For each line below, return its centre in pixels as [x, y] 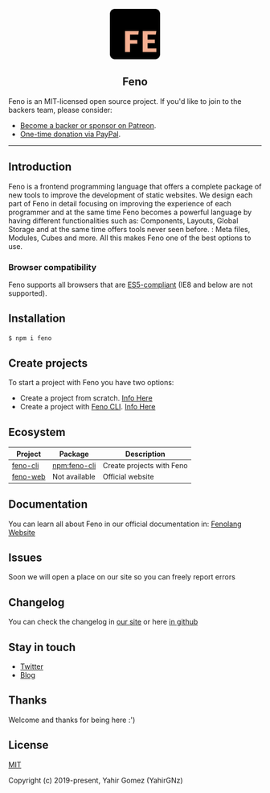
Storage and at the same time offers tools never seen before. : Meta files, [129, 229]
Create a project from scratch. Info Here [86, 398]
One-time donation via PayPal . [70, 134]
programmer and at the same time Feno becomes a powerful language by [130, 212]
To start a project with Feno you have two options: [91, 383]
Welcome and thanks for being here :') [72, 720]
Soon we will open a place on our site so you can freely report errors [122, 577]
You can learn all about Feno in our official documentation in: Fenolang [125, 524]
